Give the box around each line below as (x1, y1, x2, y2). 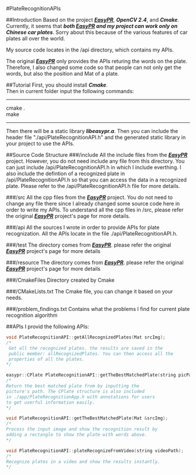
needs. (6, 294, 23, 301)
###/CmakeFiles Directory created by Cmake (6, 276, 115, 283)
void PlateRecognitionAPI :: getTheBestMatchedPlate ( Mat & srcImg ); (6, 415, 168, 421)
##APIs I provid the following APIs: (6, 323, 89, 330)
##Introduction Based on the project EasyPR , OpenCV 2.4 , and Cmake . (6, 16, 180, 23)
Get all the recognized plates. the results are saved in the (8, 345, 163, 351)
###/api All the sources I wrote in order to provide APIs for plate (6, 224, 160, 231)
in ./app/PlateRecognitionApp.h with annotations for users (6, 394, 156, 400)
